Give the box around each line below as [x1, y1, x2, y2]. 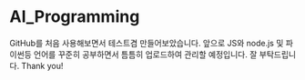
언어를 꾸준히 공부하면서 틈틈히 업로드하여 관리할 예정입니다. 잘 [33, 48, 258, 60]
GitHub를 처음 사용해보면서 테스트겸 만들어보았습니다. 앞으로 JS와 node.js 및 [9, 37, 284, 48]
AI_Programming [9, 6, 140, 27]
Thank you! [21, 60, 64, 71]
